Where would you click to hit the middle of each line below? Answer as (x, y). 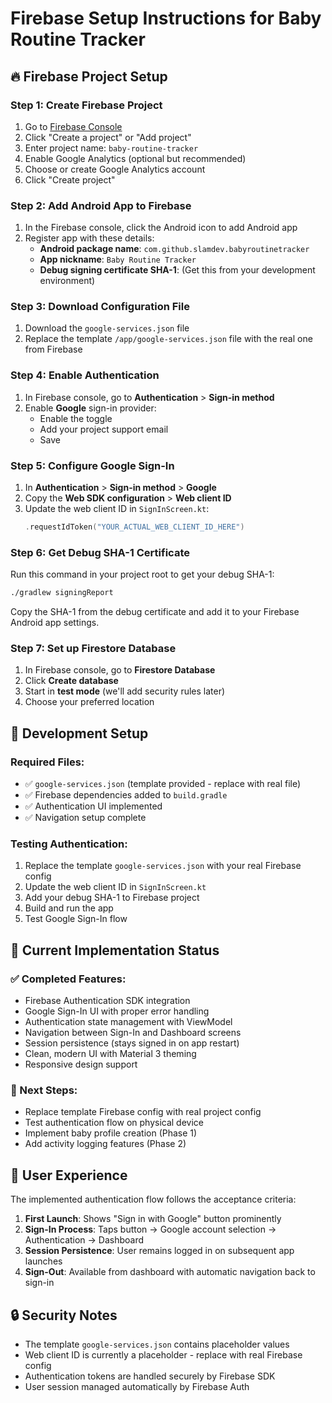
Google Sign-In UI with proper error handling (117, 1011)
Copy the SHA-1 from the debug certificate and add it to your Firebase (155, 612)
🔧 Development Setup (79, 733)
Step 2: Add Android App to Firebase (101, 205)
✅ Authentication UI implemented (93, 806)
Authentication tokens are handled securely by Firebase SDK (150, 1376)
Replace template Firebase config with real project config (143, 1112)
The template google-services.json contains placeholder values (157, 1344)
